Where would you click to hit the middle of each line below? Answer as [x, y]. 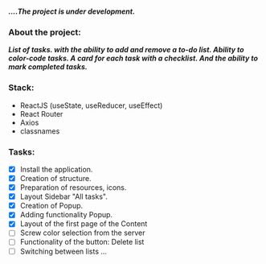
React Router [41, 113]
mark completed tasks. [48, 67]
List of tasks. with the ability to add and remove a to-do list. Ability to [126, 50]
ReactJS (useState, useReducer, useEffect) [91, 105]
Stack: [21, 88]
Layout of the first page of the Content [84, 224]
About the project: [45, 32]
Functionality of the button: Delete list [82, 242]
